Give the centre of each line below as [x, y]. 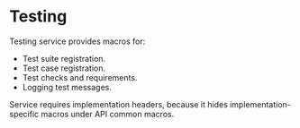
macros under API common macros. [108, 114]
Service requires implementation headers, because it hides [118, 104]
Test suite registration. [64, 58]
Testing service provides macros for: [77, 41]
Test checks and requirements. [80, 77]
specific [24, 114]
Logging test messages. [67, 87]
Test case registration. [64, 68]
